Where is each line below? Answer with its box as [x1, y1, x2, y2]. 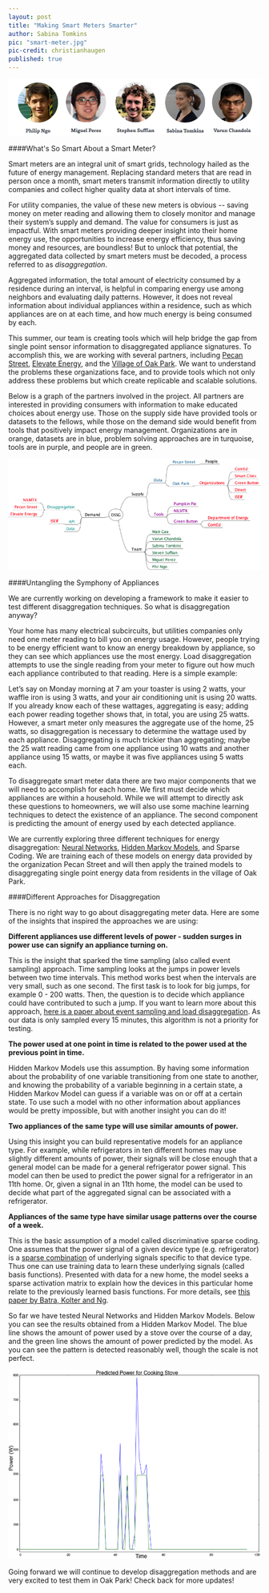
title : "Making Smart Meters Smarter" [8, 21, 138, 30]
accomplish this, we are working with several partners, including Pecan [8, 351, 243, 359]
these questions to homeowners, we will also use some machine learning [8, 801, 250, 812]
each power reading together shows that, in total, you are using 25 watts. [8, 709, 250, 720]
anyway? [8, 611, 38, 620]
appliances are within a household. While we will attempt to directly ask [8, 793, 244, 803]
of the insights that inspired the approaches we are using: [8, 917, 199, 926]
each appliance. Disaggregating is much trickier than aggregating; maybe [8, 735, 251, 744]
